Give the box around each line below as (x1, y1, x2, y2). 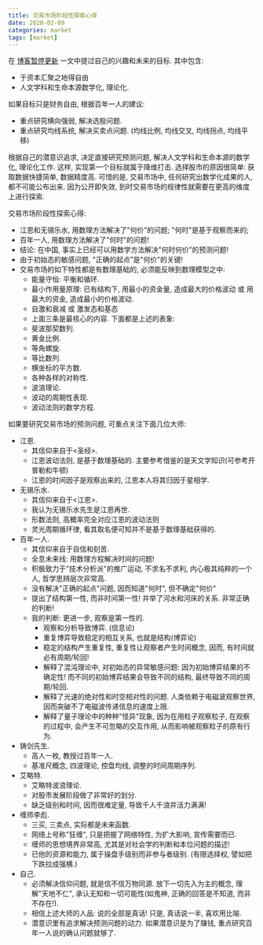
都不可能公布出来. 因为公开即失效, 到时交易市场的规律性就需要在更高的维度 (8, 182, 250, 191)
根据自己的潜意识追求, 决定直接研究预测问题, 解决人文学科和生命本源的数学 (8, 153, 250, 162)
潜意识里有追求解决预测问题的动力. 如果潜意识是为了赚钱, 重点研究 (31, 918, 246, 928)
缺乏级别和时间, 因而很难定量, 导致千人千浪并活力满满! (31, 800, 206, 810)
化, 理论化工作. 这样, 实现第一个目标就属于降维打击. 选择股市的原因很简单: (8, 162, 246, 172)
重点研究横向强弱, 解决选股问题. (19, 116, 122, 126)
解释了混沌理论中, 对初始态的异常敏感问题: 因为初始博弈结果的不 (42, 662, 251, 672)
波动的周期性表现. (31, 393, 89, 402)
